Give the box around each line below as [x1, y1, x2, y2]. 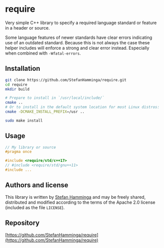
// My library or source [5, 145, 56, 150]
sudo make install [5, 118, 43, 123]
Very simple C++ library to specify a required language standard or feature [5, 20, 157, 26]
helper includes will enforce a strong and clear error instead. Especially [5, 45, 149, 51]
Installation [5, 64, 40, 73]
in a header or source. [5, 25, 50, 31]
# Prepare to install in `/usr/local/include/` [5, 95, 105, 100]
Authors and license [5, 181, 68, 189]
